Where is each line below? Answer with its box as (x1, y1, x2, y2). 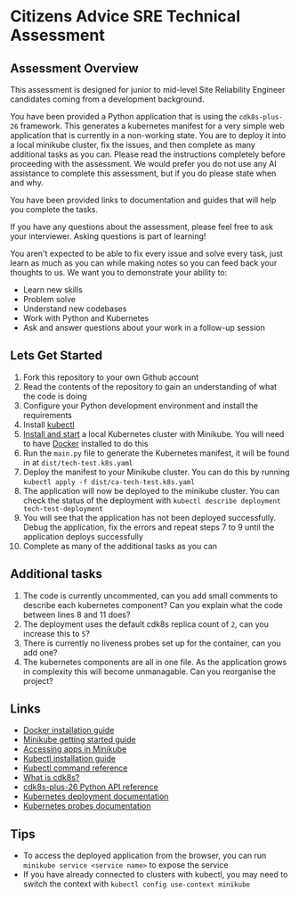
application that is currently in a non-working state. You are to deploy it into (10, 130, 287, 140)
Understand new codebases (22, 303, 127, 314)
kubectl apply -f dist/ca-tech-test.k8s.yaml (22, 477, 195, 487)
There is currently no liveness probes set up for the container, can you (22, 638, 281, 648)
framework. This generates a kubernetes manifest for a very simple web (20, 120, 286, 131)
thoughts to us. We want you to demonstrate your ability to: (10, 268, 228, 277)
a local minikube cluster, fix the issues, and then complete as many (10, 140, 256, 150)
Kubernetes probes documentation (22, 801, 151, 811)
